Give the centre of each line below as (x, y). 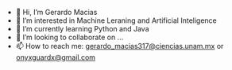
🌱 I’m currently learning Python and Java (82, 29)
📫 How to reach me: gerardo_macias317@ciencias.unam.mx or (120, 46)
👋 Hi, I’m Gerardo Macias (56, 12)
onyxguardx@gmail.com (56, 57)
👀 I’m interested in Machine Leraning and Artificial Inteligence (116, 20)
